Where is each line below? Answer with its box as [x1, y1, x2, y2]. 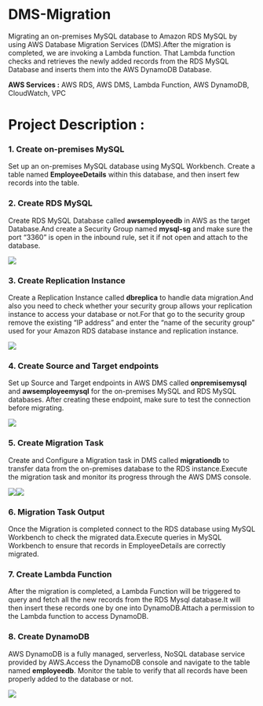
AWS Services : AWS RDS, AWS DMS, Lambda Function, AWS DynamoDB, [8, 80, 250, 89]
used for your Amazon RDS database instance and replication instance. [8, 326, 239, 336]
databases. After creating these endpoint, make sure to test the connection [8, 395, 251, 405]
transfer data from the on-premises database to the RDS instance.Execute [8, 464, 248, 473]
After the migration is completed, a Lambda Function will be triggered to [8, 587, 241, 596]
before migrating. [8, 403, 64, 413]
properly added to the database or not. [8, 674, 133, 683]
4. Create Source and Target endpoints [8, 360, 159, 371]
